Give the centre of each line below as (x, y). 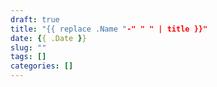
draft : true (35, 19)
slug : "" (28, 47)
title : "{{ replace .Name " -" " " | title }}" (109, 29)
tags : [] (28, 57)
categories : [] (42, 66)
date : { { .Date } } (48, 38)
